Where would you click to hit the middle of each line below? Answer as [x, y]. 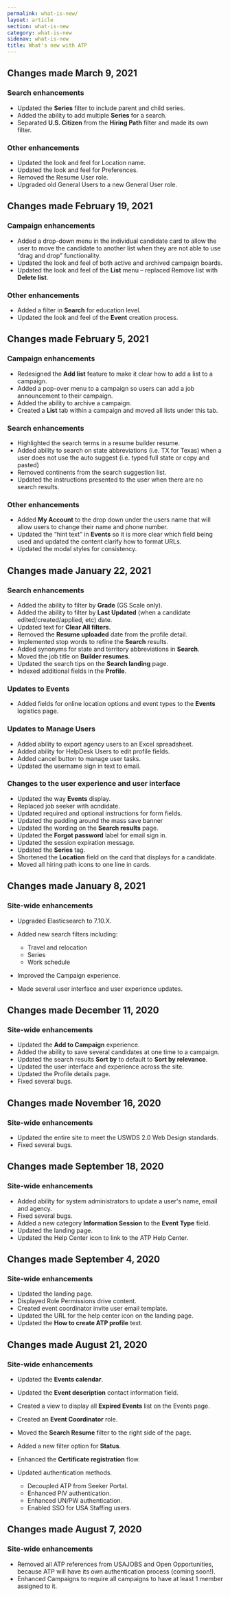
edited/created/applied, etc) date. [65, 619]
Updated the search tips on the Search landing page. [93, 663]
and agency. [35, 1208]
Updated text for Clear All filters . [64, 627]
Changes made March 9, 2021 [72, 73]
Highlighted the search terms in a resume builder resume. [99, 443]
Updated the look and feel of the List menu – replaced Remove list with [117, 270]
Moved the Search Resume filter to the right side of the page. [104, 1433]
